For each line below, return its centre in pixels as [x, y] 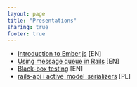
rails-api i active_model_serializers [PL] [74, 76]
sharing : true [28, 27]
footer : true [26, 34]
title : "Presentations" [42, 21]
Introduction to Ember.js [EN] [59, 54]
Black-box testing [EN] [50, 69]
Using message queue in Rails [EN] [68, 62]
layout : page [26, 14]
